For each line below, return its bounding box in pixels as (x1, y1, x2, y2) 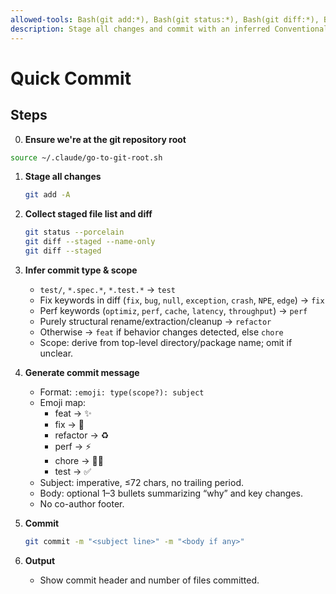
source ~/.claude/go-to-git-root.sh (10, 152, 163, 163)
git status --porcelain (24, 227, 125, 238)
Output (24, 554, 56, 566)
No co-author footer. (39, 497, 125, 510)
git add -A (24, 190, 71, 200)
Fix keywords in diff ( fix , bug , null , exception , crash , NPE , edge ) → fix (39, 294, 325, 306)
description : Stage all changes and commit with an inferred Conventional (10, 24, 329, 34)
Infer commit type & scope (24, 264, 138, 276)
